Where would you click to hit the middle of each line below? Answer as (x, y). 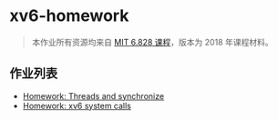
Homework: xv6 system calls (77, 105)
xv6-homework (69, 16)
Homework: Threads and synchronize (93, 95)
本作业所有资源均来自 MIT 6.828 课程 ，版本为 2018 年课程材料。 (152, 42)
